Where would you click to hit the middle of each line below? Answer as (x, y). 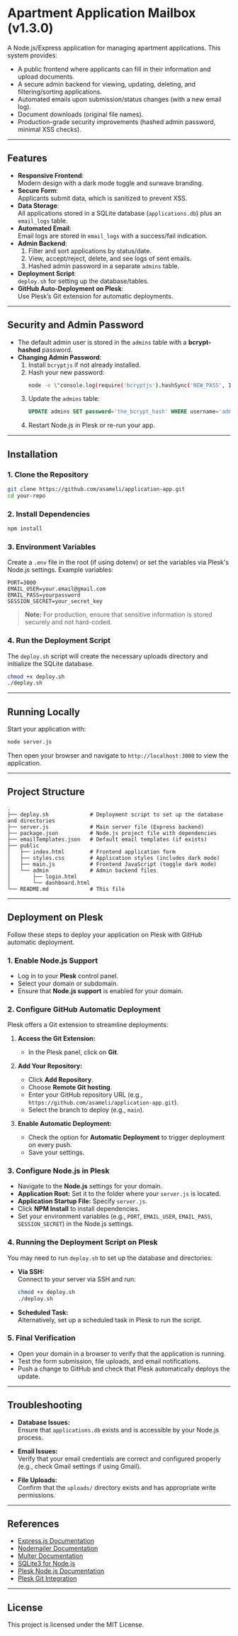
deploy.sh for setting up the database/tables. (83, 281)
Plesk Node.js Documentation (61, 1571)
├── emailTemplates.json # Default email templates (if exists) (107, 839)
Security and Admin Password (75, 325)
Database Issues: (44, 1422)
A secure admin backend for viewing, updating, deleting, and (107, 84)
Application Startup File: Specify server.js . (82, 1201)
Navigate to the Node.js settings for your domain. (90, 1186)
